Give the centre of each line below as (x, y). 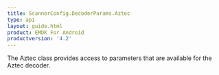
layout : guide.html (35, 26)
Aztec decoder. (29, 65)
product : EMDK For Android (46, 32)
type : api (21, 20)
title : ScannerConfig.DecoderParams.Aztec (69, 13)
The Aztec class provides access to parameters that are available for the (109, 58)
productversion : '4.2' (39, 39)
